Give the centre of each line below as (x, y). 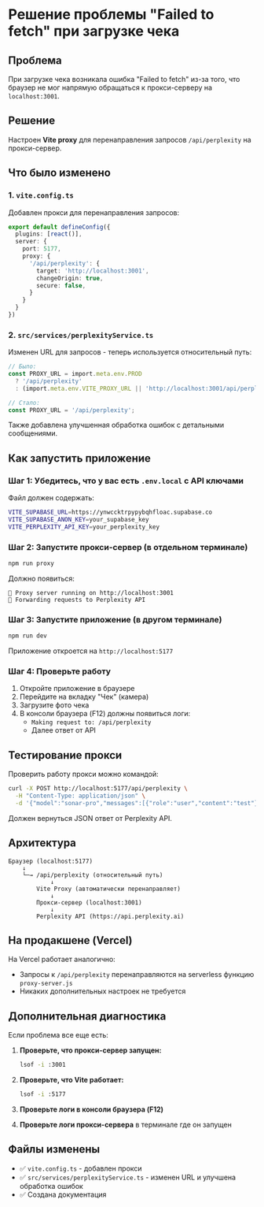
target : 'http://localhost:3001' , (93, 271)
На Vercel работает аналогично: (62, 960)
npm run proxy (31, 564)
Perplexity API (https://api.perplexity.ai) (110, 916)
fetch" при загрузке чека (94, 31)
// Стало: (24, 403)
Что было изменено (60, 173)
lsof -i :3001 (42, 1065)
